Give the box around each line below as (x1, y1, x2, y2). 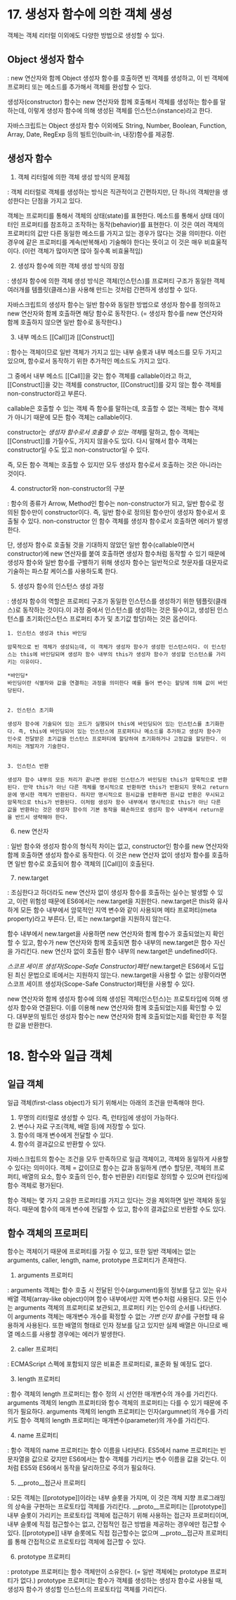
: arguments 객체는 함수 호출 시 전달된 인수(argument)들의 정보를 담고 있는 (7, 1286, 214, 1295)
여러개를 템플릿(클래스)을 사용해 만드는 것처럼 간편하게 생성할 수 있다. (7, 285, 198, 294)
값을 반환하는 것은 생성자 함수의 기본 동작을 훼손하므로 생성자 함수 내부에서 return (7, 806, 220, 813)
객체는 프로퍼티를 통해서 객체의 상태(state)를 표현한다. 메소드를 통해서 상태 (7, 211, 212, 220)
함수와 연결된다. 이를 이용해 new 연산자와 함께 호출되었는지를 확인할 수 (20, 1003, 214, 1012)
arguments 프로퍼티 (17, 1271, 74, 1280)
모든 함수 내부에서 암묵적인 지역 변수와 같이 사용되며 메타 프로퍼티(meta (20, 905, 217, 914)
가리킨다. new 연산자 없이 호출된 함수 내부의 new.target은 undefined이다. (14, 947, 218, 955)
